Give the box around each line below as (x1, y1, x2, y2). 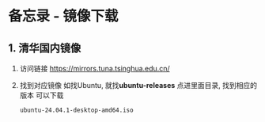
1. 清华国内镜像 (8, 41, 81, 55)
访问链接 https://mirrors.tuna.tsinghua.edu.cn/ (19, 64, 170, 73)
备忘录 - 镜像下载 (8, 7, 119, 25)
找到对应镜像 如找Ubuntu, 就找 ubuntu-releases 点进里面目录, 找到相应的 (19, 81, 258, 90)
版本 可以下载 (19, 90, 64, 100)
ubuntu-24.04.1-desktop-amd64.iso (19, 106, 134, 114)
